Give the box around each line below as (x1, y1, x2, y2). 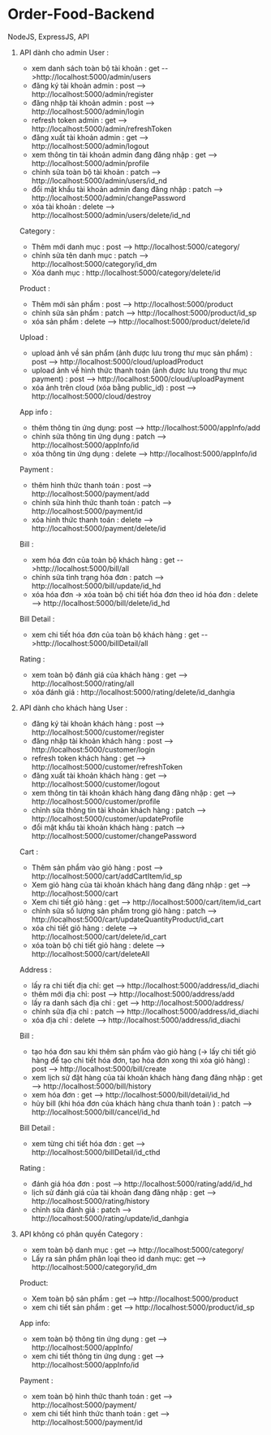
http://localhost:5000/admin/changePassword (31, 193, 186, 203)
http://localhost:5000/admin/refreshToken (31, 124, 172, 133)
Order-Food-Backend (7, 5, 155, 24)
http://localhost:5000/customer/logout (31, 779, 160, 789)
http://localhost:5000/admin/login (31, 107, 144, 116)
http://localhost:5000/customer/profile (31, 796, 161, 806)
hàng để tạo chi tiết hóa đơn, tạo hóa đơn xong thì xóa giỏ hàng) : (31, 1055, 251, 1065)
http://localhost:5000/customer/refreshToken (31, 761, 183, 771)
